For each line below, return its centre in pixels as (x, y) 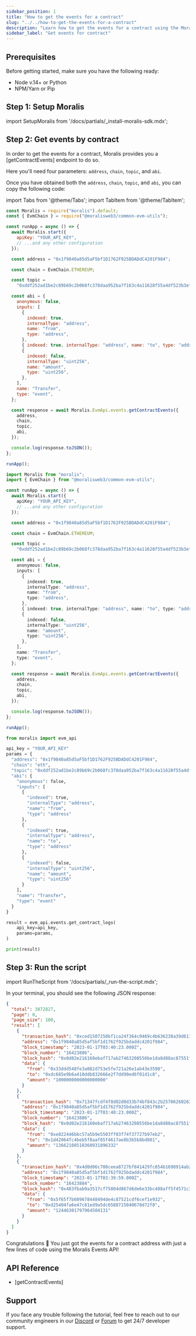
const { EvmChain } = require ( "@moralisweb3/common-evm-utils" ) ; (87, 216)
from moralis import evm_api (41, 738)
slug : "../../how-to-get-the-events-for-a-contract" (71, 22)
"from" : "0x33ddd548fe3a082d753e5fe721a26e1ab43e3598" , (96, 1069)
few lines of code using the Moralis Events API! (62, 1249)
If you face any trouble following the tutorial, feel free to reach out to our (93, 1315)
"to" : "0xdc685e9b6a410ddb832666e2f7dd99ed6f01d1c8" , (94, 1074)
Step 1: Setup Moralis (45, 107)
